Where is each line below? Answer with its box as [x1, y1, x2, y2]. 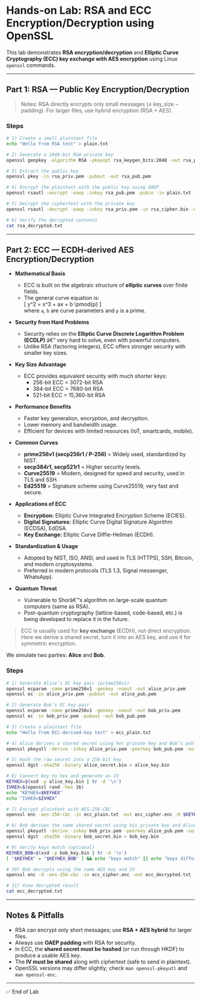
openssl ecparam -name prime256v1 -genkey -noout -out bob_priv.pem [6, 707, 181, 714]
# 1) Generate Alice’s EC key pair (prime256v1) [6, 680, 130, 686]
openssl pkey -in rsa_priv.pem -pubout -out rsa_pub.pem [6, 174, 151, 180]
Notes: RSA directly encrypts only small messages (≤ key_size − [20, 100, 179, 108]
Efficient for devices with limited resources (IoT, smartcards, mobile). [23, 427, 194, 434]
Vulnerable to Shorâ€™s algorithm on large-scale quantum [23, 597, 167, 604]
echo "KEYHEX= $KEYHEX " [6, 789, 63, 796]
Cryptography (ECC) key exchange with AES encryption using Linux [6, 55, 178, 62]
